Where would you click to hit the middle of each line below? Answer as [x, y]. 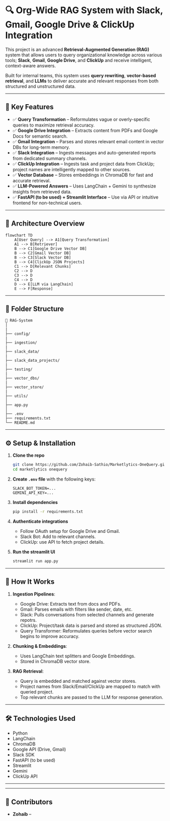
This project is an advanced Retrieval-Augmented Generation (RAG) [77, 49]
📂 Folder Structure [35, 309]
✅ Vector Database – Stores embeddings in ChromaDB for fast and [83, 175]
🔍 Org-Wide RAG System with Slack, [84, 10]
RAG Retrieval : [28, 671]
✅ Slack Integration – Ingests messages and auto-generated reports [84, 152]
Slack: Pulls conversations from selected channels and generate [87, 614]
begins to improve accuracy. [50, 636]
